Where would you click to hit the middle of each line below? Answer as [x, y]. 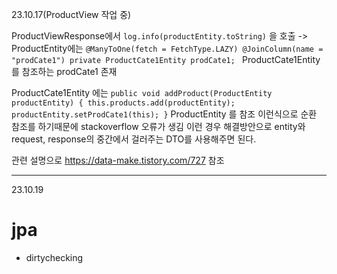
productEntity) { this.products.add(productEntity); [123, 103]
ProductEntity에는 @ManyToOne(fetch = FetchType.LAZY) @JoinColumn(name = [167, 48]
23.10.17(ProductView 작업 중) [71, 14]
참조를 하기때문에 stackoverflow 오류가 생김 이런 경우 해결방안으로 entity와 [158, 126]
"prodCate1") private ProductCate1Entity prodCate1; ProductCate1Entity [166, 59]
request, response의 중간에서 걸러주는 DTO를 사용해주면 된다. [134, 139]
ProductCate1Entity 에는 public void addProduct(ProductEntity [142, 92]
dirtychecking [54, 257]
